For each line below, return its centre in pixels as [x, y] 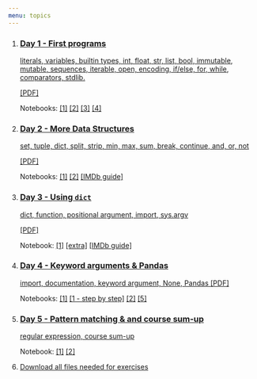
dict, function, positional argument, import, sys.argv [104, 214]
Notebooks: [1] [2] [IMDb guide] [72, 177]
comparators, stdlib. [52, 77]
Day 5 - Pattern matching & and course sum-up [111, 319]
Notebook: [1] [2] [47, 352]
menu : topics [30, 15]
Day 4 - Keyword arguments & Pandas [94, 266]
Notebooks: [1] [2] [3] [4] [60, 108]
